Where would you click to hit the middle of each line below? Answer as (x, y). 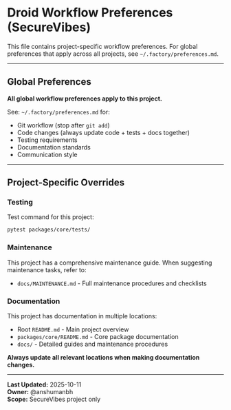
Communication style (47, 154)
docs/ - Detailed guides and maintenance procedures (92, 344)
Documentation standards (54, 147)
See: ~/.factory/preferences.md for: (58, 112)
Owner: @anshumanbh (40, 391)
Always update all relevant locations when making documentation (103, 357)
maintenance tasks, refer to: (47, 269)
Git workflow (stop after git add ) (63, 125)
